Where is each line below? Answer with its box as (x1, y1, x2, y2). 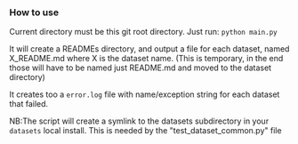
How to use (9, 6, 60, 19)
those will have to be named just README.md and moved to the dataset (9, 62, 272, 73)
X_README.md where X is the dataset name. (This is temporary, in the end (9, 53, 284, 64)
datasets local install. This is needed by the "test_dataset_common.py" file (9, 125, 282, 136)
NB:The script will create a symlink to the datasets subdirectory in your (9, 116, 270, 126)
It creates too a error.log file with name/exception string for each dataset (9, 89, 280, 100)
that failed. (9, 99, 49, 109)
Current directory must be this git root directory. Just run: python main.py (9, 27, 278, 37)
